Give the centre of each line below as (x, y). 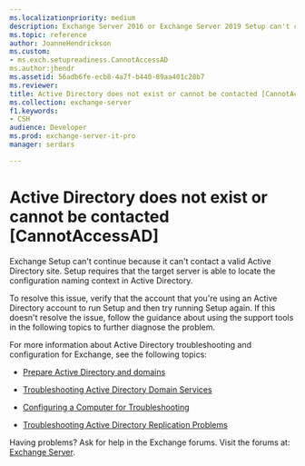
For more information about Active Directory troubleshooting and (131, 344)
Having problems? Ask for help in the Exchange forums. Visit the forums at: (150, 442)
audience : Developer (49, 128)
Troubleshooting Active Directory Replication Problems (125, 424)
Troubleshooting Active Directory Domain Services (117, 389)
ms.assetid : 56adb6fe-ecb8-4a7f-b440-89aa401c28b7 (107, 77)
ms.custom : (30, 52)
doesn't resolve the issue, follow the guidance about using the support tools (152, 317)
